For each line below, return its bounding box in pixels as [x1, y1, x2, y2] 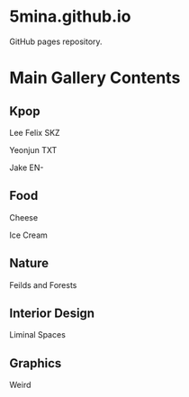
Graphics [9, 356, 62, 371]
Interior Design [9, 305, 95, 320]
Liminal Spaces [9, 329, 66, 340]
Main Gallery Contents [9, 68, 181, 88]
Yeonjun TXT [9, 144, 58, 155]
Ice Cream [9, 230, 48, 240]
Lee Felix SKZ [9, 127, 60, 138]
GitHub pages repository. [9, 36, 103, 47]
